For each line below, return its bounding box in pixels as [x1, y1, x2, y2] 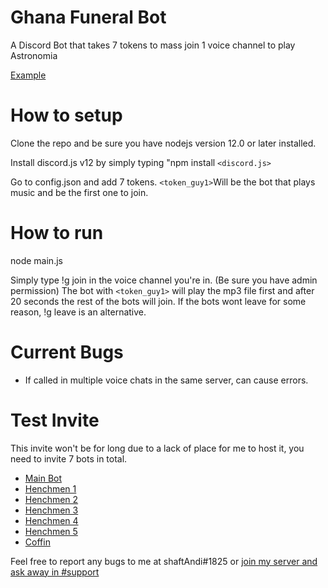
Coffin [24, 536, 51, 548]
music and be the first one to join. [10, 186, 149, 198]
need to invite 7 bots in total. [10, 452, 128, 465]
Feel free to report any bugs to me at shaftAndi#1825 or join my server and [10, 555, 318, 567]
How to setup [10, 104, 123, 127]
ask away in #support [10, 566, 100, 578]
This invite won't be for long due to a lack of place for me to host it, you [10, 442, 305, 454]
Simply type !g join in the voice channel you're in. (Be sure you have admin [10, 274, 318, 286]
